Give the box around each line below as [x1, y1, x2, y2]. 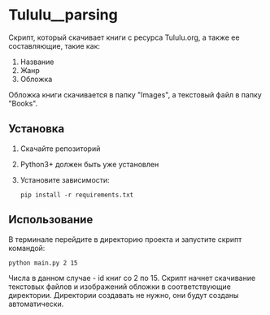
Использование [8, 213, 94, 227]
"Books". [8, 98, 38, 108]
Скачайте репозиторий [20, 144, 101, 153]
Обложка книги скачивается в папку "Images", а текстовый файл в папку [8, 89, 262, 99]
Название [20, 57, 54, 67]
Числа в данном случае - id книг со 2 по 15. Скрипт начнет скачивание [8, 273, 256, 283]
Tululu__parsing [8, 6, 118, 24]
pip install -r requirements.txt [20, 191, 134, 199]
